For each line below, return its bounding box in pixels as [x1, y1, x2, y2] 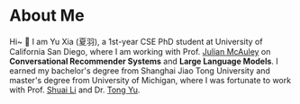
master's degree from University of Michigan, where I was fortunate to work [9, 74, 291, 85]
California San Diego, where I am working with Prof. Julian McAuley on [9, 46, 271, 56]
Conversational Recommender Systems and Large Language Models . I [9, 56, 279, 66]
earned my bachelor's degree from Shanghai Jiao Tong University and [9, 65, 270, 76]
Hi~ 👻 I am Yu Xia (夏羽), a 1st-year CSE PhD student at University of [9, 36, 263, 47]
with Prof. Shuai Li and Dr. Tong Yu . [9, 84, 141, 95]
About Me [9, 5, 85, 26]
